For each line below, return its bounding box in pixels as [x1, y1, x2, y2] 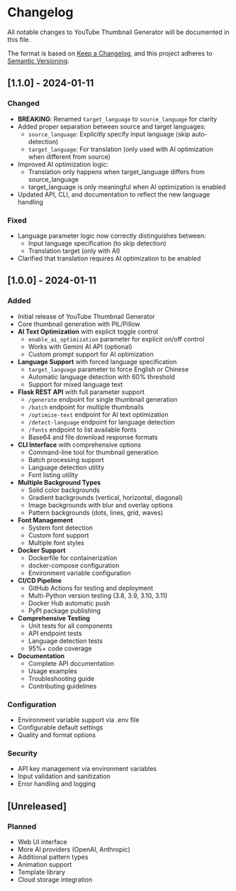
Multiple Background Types [17, 478, 101, 486]
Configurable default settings [17, 723, 103, 731]
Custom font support [28, 530, 89, 540]
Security [7, 748, 38, 758]
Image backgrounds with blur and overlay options [28, 501, 174, 509]
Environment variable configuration [28, 569, 131, 577]
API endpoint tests [28, 629, 82, 638]
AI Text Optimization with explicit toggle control [17, 327, 158, 336]
